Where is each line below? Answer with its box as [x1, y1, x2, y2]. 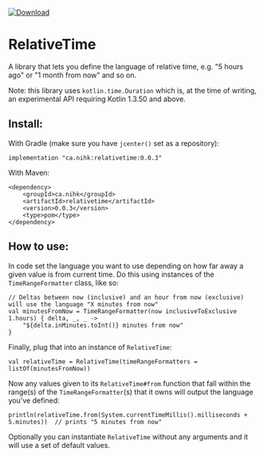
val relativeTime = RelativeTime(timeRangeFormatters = [8, 357, 198, 366]
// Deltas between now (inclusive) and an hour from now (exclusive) [8, 293, 245, 301]
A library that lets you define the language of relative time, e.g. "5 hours [8, 61, 243, 71]
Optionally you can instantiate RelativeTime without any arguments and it [8, 431, 249, 442]
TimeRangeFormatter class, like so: [8, 277, 119, 287]
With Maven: [8, 167, 50, 177]
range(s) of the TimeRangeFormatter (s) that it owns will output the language [8, 387, 254, 396]
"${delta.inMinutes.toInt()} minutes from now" [22, 321, 183, 329]
